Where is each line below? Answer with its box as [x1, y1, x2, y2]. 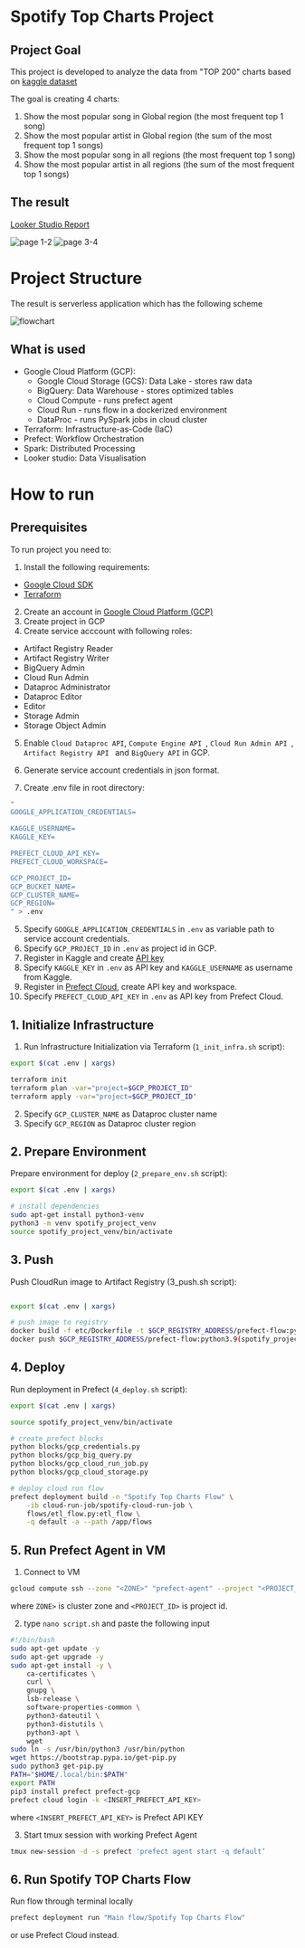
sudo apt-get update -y [10, 1644, 100, 1653]
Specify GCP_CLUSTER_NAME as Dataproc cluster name [23, 1108, 218, 1119]
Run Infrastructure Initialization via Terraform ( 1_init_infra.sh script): [23, 1041, 285, 1051]
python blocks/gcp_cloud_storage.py [10, 1468, 148, 1477]
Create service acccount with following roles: [23, 625, 193, 636]
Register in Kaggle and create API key [23, 953, 165, 964]
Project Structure [10, 269, 143, 289]
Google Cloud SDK [23, 579, 94, 590]
